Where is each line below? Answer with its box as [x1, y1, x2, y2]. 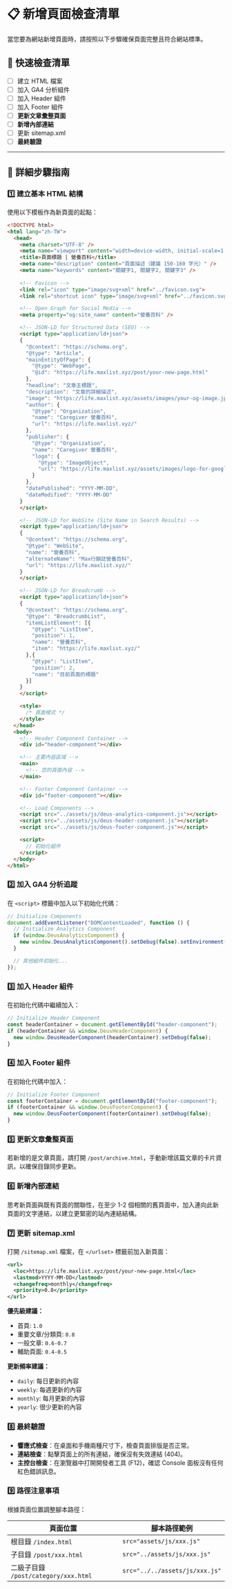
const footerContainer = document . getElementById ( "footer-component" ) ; [7, 1097, 217, 1104]
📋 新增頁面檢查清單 [7, 6, 120, 22]
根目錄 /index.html [10, 1536, 72, 1546]
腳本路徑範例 [151, 1523, 193, 1533]
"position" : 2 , [32, 664, 76, 672]
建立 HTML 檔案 [17, 77, 63, 85]
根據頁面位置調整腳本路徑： [7, 1505, 86, 1514]
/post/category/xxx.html [10, 1572, 93, 1579]
